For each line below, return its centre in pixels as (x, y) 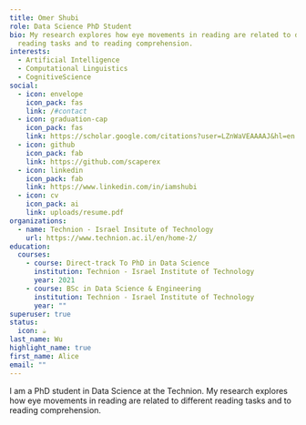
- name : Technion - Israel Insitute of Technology (116, 229)
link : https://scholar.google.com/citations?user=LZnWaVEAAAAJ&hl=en (161, 137)
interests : (30, 52)
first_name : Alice (44, 356)
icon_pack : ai (52, 204)
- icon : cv (38, 196)
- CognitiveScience (55, 77)
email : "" (28, 365)
